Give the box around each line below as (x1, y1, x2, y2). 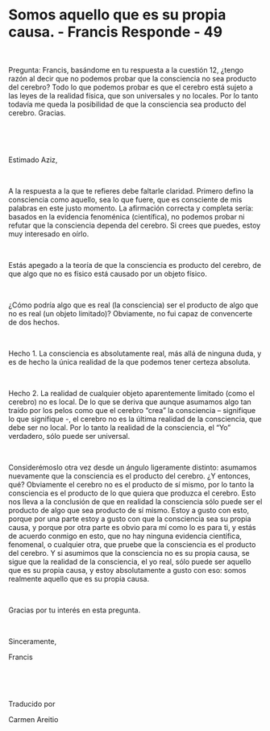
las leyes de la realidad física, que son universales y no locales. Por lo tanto (8, 90, 260, 100)
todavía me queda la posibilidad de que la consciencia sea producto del (8, 99, 247, 109)
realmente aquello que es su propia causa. (8, 574, 150, 583)
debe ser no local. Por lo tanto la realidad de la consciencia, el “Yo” (8, 422, 231, 432)
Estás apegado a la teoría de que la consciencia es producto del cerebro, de (8, 260, 262, 269)
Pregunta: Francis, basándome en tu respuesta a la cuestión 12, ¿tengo (8, 65, 244, 74)
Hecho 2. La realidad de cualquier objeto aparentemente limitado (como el (8, 388, 255, 398)
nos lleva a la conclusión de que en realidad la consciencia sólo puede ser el (8, 496, 263, 506)
